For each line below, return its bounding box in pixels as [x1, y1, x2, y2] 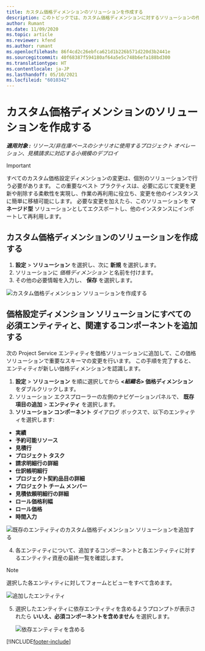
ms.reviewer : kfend [6, 37, 56, 43]
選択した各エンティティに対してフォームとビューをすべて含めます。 [6, 579, 176, 586]
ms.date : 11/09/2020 [6, 26, 59, 32]
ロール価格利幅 [15, 498, 53, 505]
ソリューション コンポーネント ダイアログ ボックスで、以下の [15, 408, 169, 416]
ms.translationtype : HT [6, 60, 67, 66]
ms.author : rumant [6, 43, 53, 50]
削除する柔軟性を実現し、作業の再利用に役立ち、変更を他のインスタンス [16, 190, 199, 197]
